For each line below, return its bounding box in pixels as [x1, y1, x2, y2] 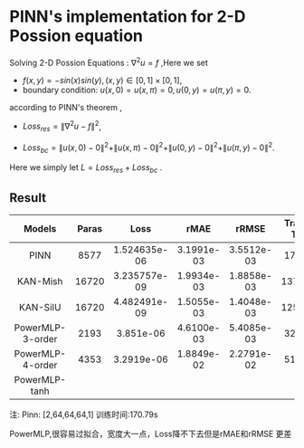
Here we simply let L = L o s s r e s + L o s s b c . [9, 161, 163, 175]
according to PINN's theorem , [9, 101, 122, 112]
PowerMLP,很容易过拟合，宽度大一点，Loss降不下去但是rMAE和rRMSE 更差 [9, 428, 292, 440]
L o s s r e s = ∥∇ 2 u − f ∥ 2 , [22, 119, 102, 134]
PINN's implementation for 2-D [9, 6, 246, 27]
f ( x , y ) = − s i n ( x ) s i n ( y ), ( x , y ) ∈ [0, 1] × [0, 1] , [22, 74, 183, 85]
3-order [22, 333, 58, 346]
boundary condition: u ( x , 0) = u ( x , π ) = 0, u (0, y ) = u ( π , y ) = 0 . [22, 84, 252, 95]
